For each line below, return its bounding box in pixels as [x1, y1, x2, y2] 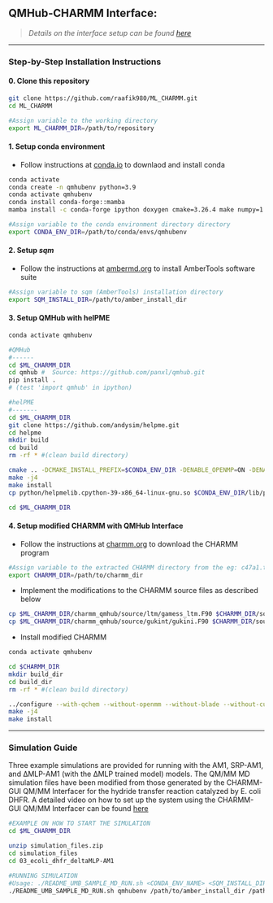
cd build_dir [8, 678, 53, 686]
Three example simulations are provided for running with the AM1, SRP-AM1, [8, 761, 264, 770]
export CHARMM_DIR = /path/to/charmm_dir [8, 571, 144, 579]
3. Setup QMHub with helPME [8, 313, 110, 323]
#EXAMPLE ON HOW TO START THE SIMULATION [8, 819, 151, 828]
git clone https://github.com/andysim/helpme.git [8, 421, 180, 430]
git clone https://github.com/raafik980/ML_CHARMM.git [8, 94, 198, 103]
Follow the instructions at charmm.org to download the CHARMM [19, 539, 238, 548]
